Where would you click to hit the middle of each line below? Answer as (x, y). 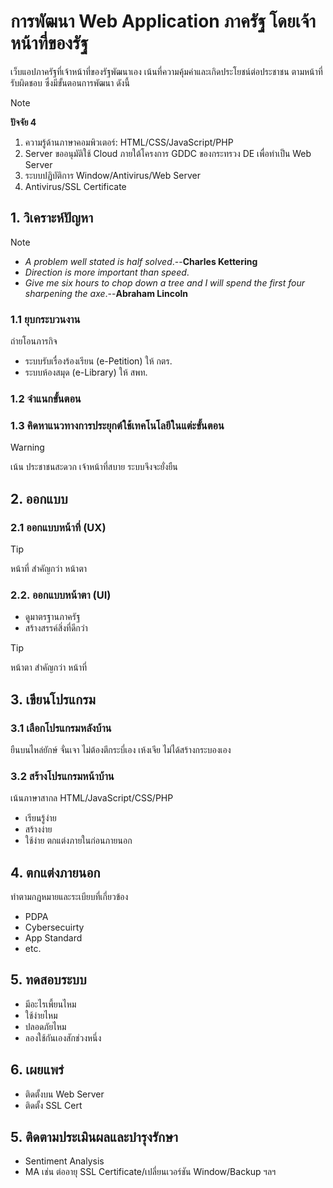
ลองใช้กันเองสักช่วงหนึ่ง (63, 1037)
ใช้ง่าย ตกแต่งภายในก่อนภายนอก (78, 841)
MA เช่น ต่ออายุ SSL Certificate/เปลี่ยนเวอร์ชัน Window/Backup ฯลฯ (150, 1172)
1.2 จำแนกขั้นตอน (46, 398)
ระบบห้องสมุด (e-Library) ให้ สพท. (86, 372)
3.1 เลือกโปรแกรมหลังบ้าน (61, 728)
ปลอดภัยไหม (45, 1026)
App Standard (53, 938)
